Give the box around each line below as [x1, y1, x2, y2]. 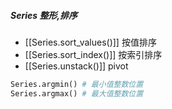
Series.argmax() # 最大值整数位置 [10, 88, 144, 99]
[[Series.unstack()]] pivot [24, 60, 129, 72]
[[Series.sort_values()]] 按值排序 [24, 36, 157, 48]
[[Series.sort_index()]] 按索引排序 [24, 48, 163, 60]
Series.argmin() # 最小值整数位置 [10, 79, 144, 89]
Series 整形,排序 [10, 9, 78, 21]
